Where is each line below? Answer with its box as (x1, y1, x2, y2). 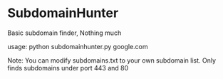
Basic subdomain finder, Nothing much (7, 28, 122, 37)
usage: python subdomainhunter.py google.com (7, 42, 148, 51)
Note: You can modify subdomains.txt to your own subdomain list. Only (7, 56, 216, 65)
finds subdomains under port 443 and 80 (7, 63, 129, 72)
